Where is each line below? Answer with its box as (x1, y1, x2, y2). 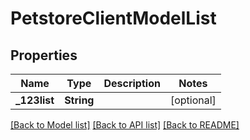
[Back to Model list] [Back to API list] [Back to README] (10, 119, 240, 131)
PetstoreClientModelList (10, 7, 217, 30)
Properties (10, 47, 78, 64)
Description (103, 77, 161, 90)
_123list (15, 93, 55, 107)
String (64, 93, 95, 107)
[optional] (169, 93, 217, 107)
